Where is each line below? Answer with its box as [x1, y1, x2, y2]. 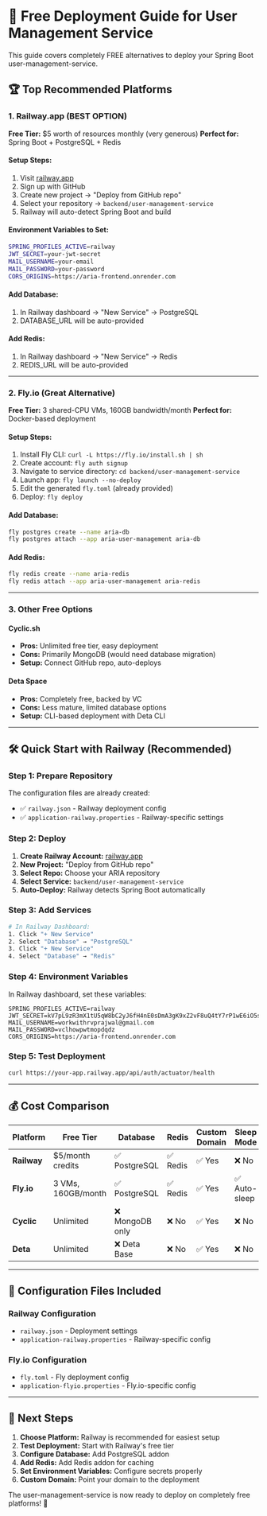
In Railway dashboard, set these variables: [8, 989, 147, 999]
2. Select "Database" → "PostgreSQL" [8, 938, 133, 946]
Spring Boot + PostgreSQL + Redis [8, 137, 122, 146]
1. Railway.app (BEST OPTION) [8, 111, 127, 122]
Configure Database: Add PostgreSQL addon [19, 1449, 169, 1459]
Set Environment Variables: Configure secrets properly [19, 1467, 203, 1476]
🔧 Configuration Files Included [8, 1284, 161, 1297]
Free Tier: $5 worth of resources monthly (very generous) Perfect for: [8, 129, 239, 138]
